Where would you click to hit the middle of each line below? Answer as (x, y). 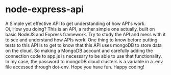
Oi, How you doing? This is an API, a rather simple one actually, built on (80, 29)
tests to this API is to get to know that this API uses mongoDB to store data (83, 45)
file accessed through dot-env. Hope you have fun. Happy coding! (75, 67)
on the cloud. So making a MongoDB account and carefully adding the (79, 51)
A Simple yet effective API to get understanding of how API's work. (76, 23)
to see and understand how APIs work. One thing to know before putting (81, 40)
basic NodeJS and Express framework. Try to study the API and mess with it (86, 34)
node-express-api (45, 9)
